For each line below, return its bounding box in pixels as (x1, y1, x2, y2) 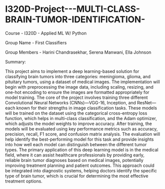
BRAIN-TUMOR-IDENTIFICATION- (5, 14, 145, 25)
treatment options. (5, 178, 43, 184)
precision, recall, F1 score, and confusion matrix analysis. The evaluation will (5, 131, 160, 137)
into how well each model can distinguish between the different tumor (5, 141, 147, 147)
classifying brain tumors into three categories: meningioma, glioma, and (5, 73, 151, 79)
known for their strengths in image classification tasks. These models (16, 105, 157, 111)
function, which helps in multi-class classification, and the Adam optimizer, (5, 115, 157, 121)
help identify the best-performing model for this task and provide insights (5, 136, 154, 142)
